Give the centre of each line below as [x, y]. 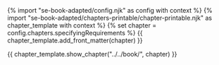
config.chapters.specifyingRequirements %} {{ [75, 33]
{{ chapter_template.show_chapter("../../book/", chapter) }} [92, 54]
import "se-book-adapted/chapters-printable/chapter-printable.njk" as [110, 18]
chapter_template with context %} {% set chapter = [82, 25]
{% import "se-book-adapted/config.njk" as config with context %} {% [110, 10]
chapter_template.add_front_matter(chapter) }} [75, 40]
